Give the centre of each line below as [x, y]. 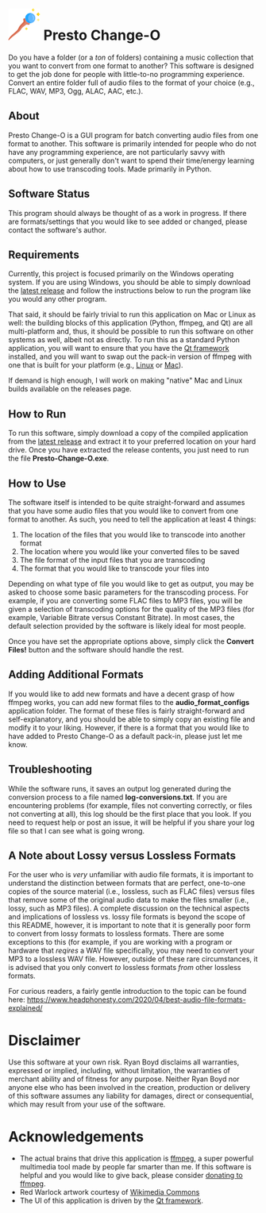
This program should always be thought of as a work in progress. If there [127, 213]
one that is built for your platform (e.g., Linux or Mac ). [96, 365]
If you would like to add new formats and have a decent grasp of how [121, 694]
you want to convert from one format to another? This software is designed [131, 65]
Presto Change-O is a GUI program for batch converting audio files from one [133, 135]
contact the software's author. [58, 229]
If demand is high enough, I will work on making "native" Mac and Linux [125, 380]
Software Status [49, 194]
